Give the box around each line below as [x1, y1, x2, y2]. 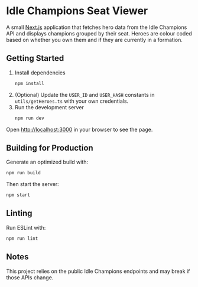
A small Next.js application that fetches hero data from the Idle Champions [6, 24, 187, 31]
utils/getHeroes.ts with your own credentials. [14, 97, 129, 105]
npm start [6, 192, 31, 198]
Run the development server [14, 103, 85, 110]
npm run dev [14, 115, 44, 121]
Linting [6, 208, 33, 218]
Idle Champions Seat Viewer [6, 4, 148, 18]
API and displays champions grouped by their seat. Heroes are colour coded [6, 30, 192, 37]
